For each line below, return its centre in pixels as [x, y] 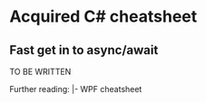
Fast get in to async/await [84, 50]
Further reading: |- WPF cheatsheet [76, 89]
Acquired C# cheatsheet [103, 17]
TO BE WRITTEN [40, 71]
